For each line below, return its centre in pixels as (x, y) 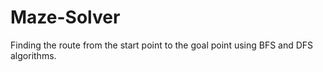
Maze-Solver (65, 17)
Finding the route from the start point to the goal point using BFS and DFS (162, 45)
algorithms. (33, 55)
